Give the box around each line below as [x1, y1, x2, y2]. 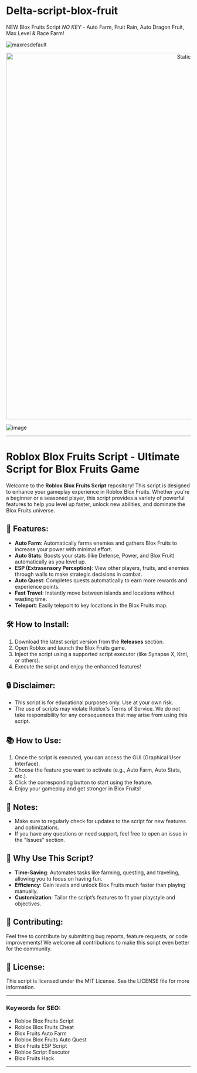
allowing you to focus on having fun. [14, 875, 103, 882]
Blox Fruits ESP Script [14, 1042, 67, 1049]
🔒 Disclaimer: [6, 680, 56, 690]
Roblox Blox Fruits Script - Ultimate [6, 450, 180, 464]
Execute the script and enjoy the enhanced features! [14, 663, 142, 670]
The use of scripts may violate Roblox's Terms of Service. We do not [14, 705, 181, 712]
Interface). [14, 760, 40, 768]
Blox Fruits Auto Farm [14, 1030, 67, 1037]
